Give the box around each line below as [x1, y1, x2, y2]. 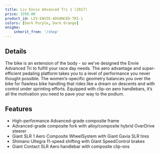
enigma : [5, 25, 21, 30]
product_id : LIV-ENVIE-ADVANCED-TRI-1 [5, 16, 83, 21]
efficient [5, 70, 22, 76]
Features [5, 105, 32, 113]
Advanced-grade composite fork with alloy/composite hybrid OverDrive [12, 123, 155, 128]
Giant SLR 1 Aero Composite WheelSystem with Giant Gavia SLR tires [12, 133, 149, 139]
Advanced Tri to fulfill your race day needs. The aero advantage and [5, 65, 141, 71]
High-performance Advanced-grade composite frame [12, 118, 119, 124]
